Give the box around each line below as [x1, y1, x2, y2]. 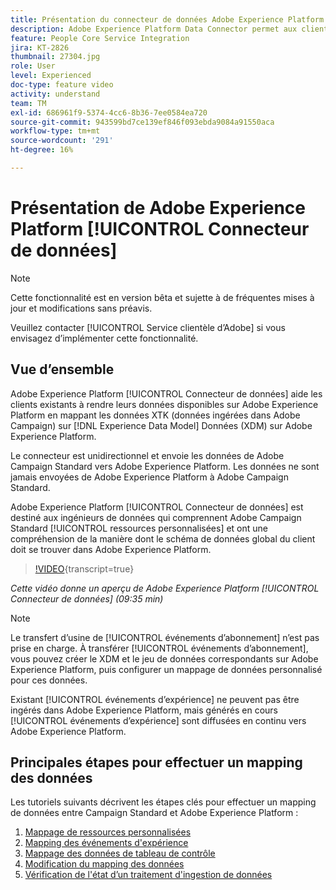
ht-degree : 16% [10, 145, 74, 155]
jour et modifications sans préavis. [10, 302, 153, 314]
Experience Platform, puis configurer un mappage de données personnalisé [10, 663, 323, 675]
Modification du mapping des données [24, 858, 185, 870]
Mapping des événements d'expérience [24, 837, 189, 849]
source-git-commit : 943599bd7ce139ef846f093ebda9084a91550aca [10, 117, 275, 127]
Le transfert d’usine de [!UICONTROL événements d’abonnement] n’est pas [10, 631, 320, 643]
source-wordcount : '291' [10, 136, 114, 146]
